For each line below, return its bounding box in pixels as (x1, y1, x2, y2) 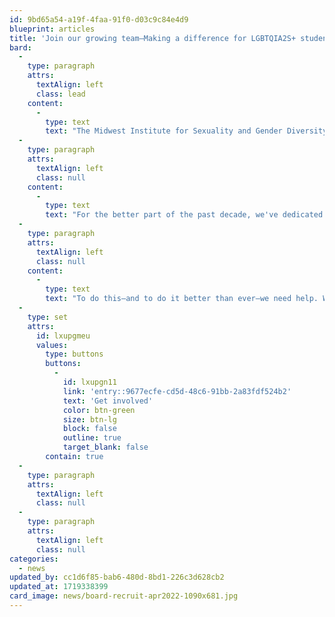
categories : (9, 554, 59, 564)
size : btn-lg (62, 414, 117, 425)
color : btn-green (62, 405, 136, 415)
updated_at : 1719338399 (9, 582, 109, 592)
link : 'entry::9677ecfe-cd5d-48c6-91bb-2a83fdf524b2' (62, 386, 292, 396)
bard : (9, 42, 32, 53)
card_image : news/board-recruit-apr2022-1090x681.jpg (9, 591, 239, 601)
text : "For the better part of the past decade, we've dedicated (45, 210, 324, 220)
